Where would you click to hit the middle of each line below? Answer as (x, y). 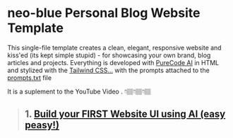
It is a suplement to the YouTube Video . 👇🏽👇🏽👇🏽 (79, 91)
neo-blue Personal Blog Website (104, 13)
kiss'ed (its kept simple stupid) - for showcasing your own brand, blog (109, 55)
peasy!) (42, 125)
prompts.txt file (29, 77)
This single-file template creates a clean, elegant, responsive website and (114, 47)
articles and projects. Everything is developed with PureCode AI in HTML (113, 62)
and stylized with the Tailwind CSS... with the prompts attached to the (108, 70)
